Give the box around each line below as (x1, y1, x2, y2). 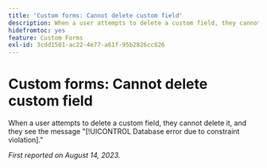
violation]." (8, 136, 44, 145)
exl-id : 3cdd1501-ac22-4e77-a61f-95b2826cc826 (8, 41, 165, 49)
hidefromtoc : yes (8, 26, 66, 34)
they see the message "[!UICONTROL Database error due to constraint (8, 127, 240, 136)
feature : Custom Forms (8, 33, 83, 42)
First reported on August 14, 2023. (8, 151, 121, 160)
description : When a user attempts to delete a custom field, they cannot (8, 19, 261, 27)
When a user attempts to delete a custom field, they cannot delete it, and (8, 118, 247, 128)
